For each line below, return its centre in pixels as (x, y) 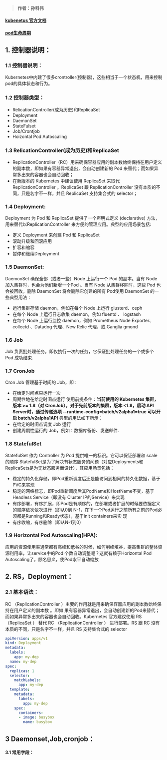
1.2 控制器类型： (25, 98)
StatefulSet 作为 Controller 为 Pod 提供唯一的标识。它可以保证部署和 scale (82, 455)
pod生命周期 (18, 32)
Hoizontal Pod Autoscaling (40, 136)
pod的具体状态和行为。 (29, 83)
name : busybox (38, 722)
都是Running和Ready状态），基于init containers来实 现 (72, 516)
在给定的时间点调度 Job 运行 (42, 424)
